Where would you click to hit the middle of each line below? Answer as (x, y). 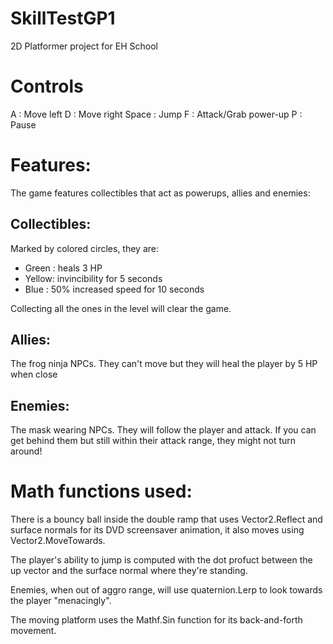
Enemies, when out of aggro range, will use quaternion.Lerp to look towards (166, 590)
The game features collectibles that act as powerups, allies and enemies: (160, 193)
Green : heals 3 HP (63, 268)
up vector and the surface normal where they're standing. (129, 571)
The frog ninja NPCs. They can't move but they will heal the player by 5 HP (164, 364)
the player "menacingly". (61, 601)
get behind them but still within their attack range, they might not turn (153, 441)
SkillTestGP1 (63, 18)
